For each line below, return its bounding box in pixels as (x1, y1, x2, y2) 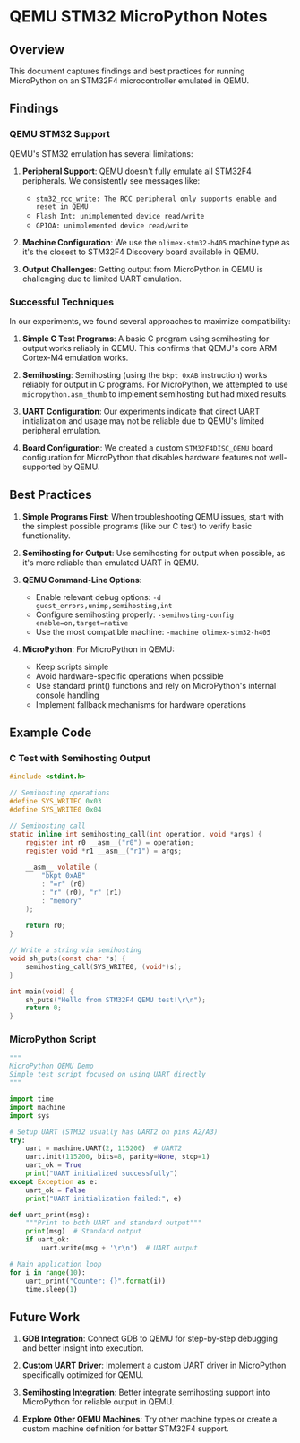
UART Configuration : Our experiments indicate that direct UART (21, 406, 261, 417)
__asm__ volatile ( (25, 863, 99, 872)
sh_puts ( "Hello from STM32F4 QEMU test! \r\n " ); (25, 995, 206, 1004)
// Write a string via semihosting (9, 946, 142, 955)
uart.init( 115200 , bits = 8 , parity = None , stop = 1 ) (25, 1153, 210, 1162)
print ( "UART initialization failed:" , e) (25, 1194, 182, 1203)
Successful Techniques (9, 296, 115, 308)
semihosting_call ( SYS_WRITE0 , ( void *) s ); (25, 962, 182, 971)
